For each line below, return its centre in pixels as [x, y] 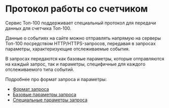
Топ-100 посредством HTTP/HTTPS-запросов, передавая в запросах [80, 43]
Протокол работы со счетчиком [77, 9]
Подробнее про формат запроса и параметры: [56, 79]
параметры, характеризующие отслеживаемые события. [67, 49]
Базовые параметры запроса [44, 94]
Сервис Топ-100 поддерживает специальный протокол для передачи [81, 23]
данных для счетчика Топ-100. [38, 28]
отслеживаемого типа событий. [40, 69]
